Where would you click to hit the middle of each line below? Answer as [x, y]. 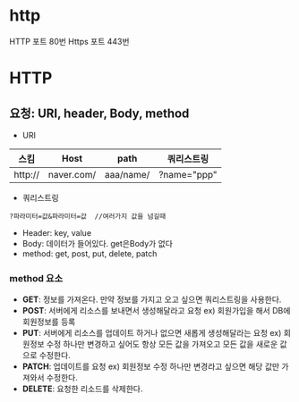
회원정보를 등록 [49, 322]
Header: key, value [57, 232]
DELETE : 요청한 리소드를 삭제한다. [82, 389]
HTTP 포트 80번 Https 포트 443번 [69, 41]
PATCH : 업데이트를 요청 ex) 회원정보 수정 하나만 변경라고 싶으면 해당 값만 [151, 366]
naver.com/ [72, 174]
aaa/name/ [127, 174]
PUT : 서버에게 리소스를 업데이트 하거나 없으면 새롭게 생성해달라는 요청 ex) [152, 333]
